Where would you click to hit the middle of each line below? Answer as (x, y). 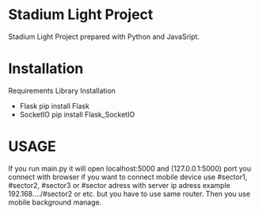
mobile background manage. (55, 202)
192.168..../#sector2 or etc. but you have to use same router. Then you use (129, 194)
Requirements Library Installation (62, 90)
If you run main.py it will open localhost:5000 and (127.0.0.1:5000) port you (130, 168)
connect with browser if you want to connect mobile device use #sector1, (128, 177)
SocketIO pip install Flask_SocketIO (77, 114)
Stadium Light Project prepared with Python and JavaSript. (104, 36)
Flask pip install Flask (54, 106)
